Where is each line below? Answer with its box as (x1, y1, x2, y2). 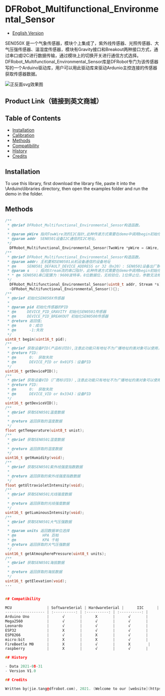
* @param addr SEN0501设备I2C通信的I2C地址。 (7, 237, 98, 241)
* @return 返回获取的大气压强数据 (7, 542, 70, 547)
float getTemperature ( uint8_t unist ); (5, 428, 84, 433)
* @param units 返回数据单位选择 (7, 529, 70, 534)
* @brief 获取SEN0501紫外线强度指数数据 (7, 465, 83, 470)
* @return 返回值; (7, 319, 43, 323)
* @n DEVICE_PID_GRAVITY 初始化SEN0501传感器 (7, 309, 107, 315)
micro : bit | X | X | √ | (5, 637, 148, 642)
